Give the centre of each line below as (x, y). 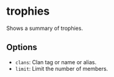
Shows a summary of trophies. (45, 28)
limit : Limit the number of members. (62, 68)
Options (22, 47)
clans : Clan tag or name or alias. (55, 62)
